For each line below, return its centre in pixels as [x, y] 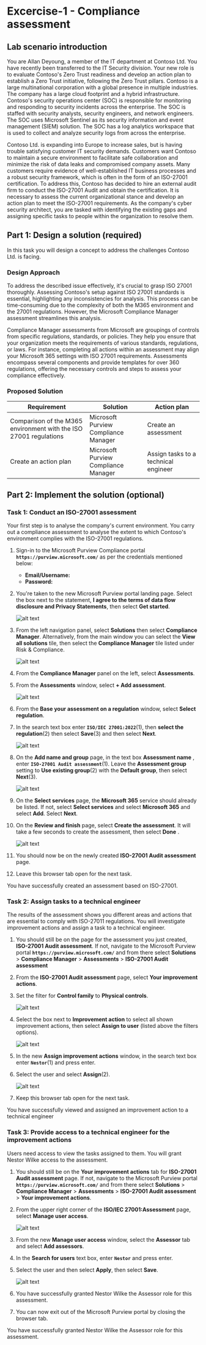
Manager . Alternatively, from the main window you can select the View [105, 637]
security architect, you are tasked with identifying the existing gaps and [97, 210]
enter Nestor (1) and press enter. [56, 1063]
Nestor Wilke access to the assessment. [57, 1160]
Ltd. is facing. [24, 256]
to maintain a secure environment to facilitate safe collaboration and [93, 158]
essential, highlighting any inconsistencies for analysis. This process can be [102, 299]
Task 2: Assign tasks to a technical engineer [74, 901]
